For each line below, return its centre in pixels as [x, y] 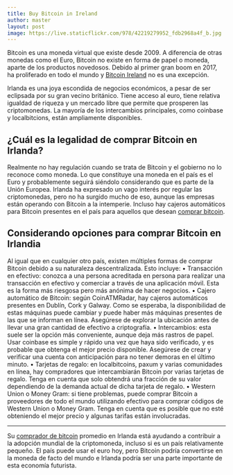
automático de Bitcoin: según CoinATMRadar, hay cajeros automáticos [107, 298]
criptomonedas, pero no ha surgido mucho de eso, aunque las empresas [111, 197]
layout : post [26, 26]
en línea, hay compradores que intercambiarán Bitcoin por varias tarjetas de [115, 372]
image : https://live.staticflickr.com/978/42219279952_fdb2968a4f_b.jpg [114, 33]
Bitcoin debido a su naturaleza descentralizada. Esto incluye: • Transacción [115, 268]
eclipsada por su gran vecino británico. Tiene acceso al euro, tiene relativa [114, 96]
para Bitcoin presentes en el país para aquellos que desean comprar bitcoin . [116, 212]
